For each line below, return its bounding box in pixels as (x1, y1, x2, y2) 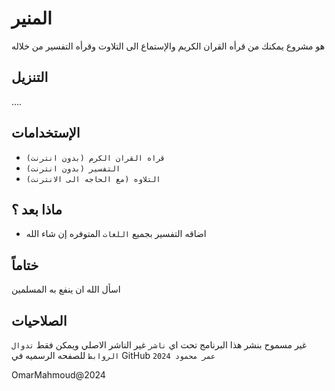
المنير (11, 7, 53, 30)
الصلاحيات (11, 312, 68, 329)
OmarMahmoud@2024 (11, 369, 106, 381)
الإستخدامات (11, 125, 81, 142)
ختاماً (11, 257, 39, 274)
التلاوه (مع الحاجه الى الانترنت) (25, 174, 161, 184)
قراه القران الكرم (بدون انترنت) (25, 153, 166, 163)
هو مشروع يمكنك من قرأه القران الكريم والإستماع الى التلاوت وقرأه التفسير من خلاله (11, 40, 326, 52)
